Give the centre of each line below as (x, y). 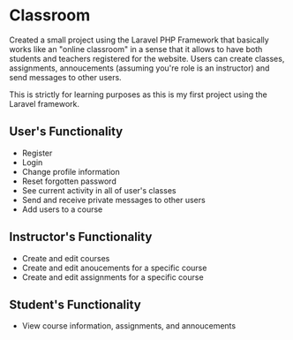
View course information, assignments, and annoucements (129, 326)
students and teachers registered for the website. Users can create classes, (147, 58)
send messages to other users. (65, 77)
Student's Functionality (75, 304)
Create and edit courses (66, 258)
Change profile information (71, 171)
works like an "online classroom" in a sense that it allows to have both (136, 49)
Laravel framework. (45, 103)
